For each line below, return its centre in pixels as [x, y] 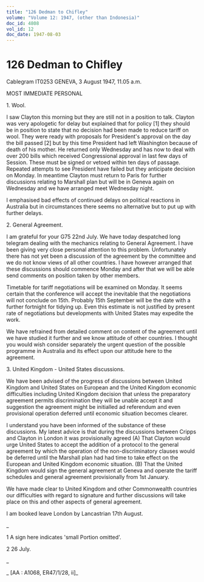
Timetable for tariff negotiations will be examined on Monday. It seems [94, 288]
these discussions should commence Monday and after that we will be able [100, 269]
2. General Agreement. [35, 225]
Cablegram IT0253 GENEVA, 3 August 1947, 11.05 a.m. [74, 82]
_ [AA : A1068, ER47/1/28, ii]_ [42, 573]
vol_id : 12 [20, 29]
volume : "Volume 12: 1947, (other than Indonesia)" [73, 18]
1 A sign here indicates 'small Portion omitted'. [64, 538]
